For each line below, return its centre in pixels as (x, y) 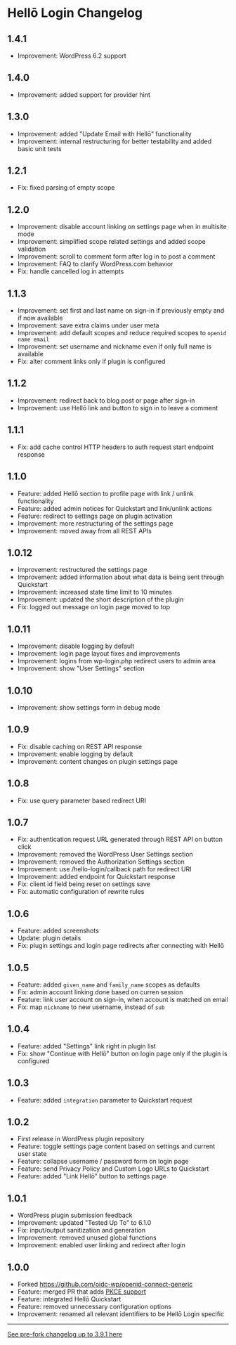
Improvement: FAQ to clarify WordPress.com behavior (95, 264)
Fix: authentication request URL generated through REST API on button (120, 839)
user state (32, 1154)
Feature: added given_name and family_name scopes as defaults (109, 985)
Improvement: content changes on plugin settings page (97, 761)
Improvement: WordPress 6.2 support (72, 56)
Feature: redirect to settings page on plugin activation (95, 516)
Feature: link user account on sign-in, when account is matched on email (123, 1000)
